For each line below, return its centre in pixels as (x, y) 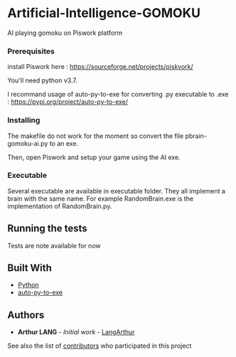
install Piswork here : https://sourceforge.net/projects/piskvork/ (100, 67)
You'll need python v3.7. (43, 80)
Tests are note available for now (54, 245)
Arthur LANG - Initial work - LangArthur (76, 332)
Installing (24, 120)
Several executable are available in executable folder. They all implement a (117, 191)
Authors (26, 315)
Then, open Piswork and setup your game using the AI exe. (94, 157)
